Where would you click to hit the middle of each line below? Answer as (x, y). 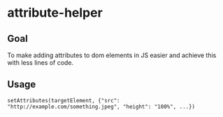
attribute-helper (55, 13)
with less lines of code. (41, 63)
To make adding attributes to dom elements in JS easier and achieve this (112, 55)
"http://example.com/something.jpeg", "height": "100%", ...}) (101, 107)
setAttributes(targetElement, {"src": (64, 100)
